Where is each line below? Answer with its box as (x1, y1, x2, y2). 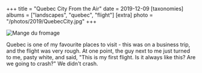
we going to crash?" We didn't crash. (6, 60, 98, 67)
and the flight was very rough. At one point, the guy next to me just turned (6, 47, 191, 54)
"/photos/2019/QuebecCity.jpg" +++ (6, 18, 97, 25)
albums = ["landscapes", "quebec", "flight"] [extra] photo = (6, 11, 153, 19)
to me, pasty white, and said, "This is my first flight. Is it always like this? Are (6, 54, 196, 60)
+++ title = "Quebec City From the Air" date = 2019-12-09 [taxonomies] (6, 5, 184, 12)
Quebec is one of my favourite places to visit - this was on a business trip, (6, 41, 191, 48)
